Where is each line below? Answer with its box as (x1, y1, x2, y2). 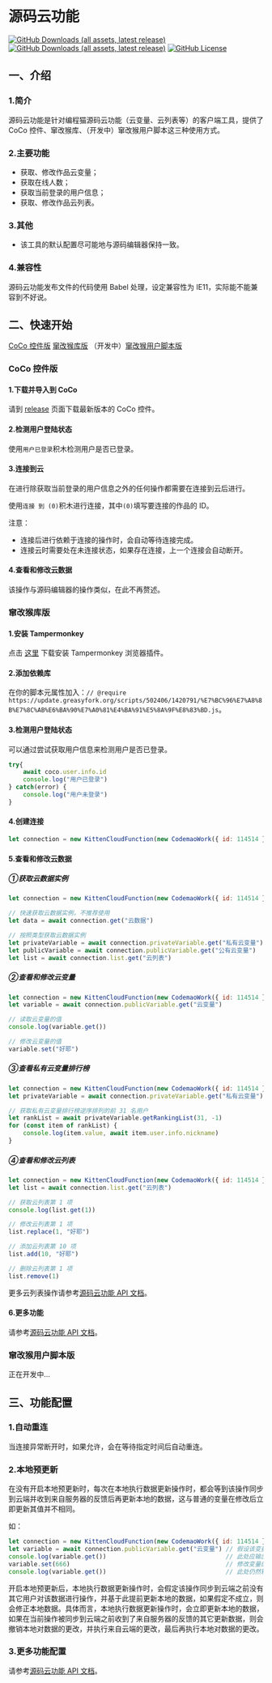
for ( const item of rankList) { (8, 1122, 117, 1130)
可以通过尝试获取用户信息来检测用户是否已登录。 (8, 744, 172, 754)
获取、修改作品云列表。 (19, 198, 99, 207)
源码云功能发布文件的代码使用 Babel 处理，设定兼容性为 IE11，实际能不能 (8, 282, 251, 291)
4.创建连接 (8, 817, 45, 827)
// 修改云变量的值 (8, 1038, 62, 1046)
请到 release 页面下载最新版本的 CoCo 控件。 (8, 404, 159, 414)
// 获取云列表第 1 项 (8, 1198, 73, 1206)
